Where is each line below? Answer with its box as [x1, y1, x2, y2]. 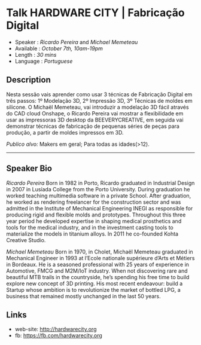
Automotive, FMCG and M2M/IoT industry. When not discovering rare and [6, 267, 188, 274]
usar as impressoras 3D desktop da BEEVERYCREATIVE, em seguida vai [6, 116, 184, 123]
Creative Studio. [6, 236, 46, 243]
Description [6, 75, 51, 85]
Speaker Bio [6, 163, 53, 173]
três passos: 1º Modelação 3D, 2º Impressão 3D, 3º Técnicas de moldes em [6, 97, 193, 104]
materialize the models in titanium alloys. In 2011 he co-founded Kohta [6, 230, 178, 237]
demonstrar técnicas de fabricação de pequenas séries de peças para [6, 123, 179, 130]
